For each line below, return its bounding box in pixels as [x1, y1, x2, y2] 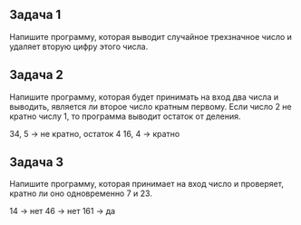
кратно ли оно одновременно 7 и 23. [9, 188, 152, 199]
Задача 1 [9, 7, 62, 23]
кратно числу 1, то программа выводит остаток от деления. [9, 111, 241, 122]
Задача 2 [9, 67, 63, 83]
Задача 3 [9, 154, 64, 171]
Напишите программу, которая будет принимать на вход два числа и [9, 91, 279, 103]
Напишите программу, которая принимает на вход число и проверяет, [9, 179, 284, 190]
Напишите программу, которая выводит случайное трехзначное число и [9, 31, 293, 42]
